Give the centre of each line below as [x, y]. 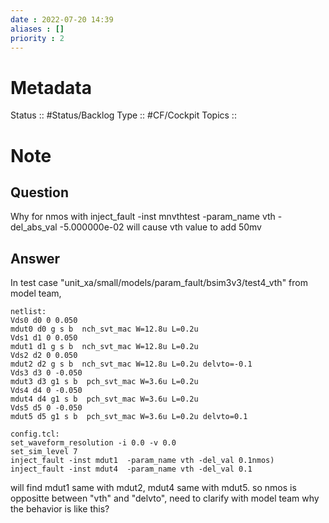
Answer [35, 258]
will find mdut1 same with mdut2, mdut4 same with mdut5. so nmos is [153, 488]
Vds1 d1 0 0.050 [44, 338]
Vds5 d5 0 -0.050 [46, 408]
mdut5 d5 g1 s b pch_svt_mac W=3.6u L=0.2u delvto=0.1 [129, 417]
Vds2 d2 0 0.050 [44, 356]
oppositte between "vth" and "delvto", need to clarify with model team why [165, 498]
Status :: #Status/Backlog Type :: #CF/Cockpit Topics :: [123, 115]
